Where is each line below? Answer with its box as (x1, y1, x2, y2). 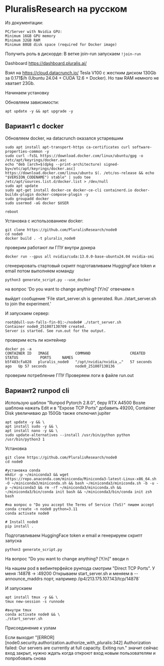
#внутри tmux (5, 608, 32, 612)
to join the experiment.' (5, 301, 51, 307)
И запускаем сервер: (5, 310, 50, 316)
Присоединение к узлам (5, 625, 56, 631)
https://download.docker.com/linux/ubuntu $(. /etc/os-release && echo (5, 171, 154, 175)
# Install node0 (5, 520, 38, 524)
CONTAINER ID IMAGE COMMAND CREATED (5, 350, 146, 356)
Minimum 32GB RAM (5, 38, 41, 43)
